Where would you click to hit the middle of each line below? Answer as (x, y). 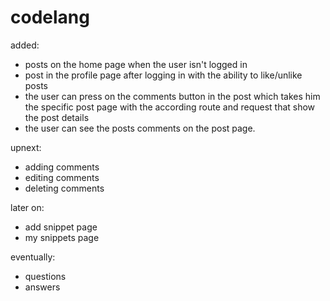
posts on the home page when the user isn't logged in (136, 64)
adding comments (62, 167)
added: (25, 45)
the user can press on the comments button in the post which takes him (172, 96)
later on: (27, 207)
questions (45, 276)
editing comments (62, 177)
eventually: (33, 257)
